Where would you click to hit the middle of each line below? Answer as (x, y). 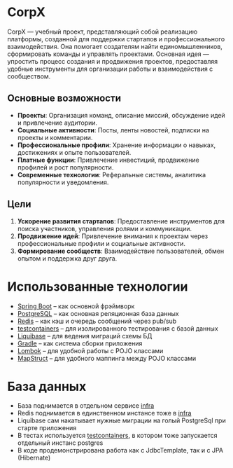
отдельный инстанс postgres (60, 443)
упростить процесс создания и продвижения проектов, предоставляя (113, 61)
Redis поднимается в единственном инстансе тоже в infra (104, 413)
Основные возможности (64, 98)
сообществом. (29, 76)
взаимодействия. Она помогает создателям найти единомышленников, (115, 46)
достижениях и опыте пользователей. (74, 152)
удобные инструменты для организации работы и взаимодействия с (110, 69)
